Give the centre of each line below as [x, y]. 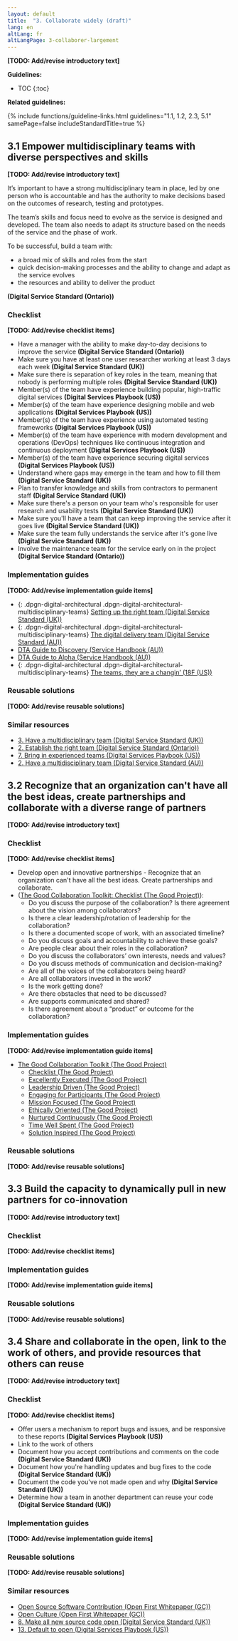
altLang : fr [25, 34]
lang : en [20, 27]
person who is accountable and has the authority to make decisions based [117, 195]
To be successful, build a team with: [60, 246]
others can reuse [46, 1363]
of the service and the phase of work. [62, 232]
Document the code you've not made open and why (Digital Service [118, 1482]
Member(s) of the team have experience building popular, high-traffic [119, 390]
